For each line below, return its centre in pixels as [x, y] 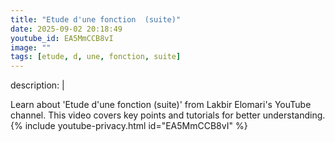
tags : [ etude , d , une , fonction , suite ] [96, 57]
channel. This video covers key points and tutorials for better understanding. [168, 115]
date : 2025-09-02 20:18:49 [66, 29]
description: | [37, 85]
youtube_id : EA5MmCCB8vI [62, 38]
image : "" [31, 47]
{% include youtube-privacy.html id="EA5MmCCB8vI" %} [129, 126]
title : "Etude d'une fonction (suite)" [96, 19]
